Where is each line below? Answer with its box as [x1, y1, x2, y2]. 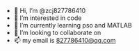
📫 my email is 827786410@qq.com [13, 37, 116, 44]
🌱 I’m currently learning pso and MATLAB [13, 21, 132, 29]
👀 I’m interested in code [13, 14, 82, 22]
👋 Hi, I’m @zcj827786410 [13, 7, 86, 14]
